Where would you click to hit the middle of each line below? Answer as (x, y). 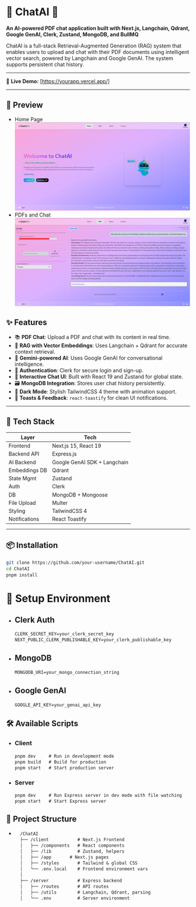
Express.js (64, 454)
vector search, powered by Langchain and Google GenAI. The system (90, 58)
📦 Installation (32, 545)
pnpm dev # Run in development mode (64, 756)
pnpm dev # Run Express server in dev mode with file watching (98, 795)
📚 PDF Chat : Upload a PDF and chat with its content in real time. (92, 337)
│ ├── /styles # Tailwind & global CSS (79, 863)
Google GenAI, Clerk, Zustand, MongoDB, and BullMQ (72, 34)
